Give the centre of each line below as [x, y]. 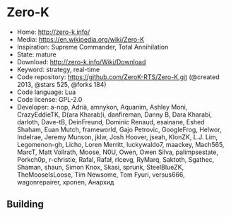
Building [25, 205]
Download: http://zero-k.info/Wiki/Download [81, 61]
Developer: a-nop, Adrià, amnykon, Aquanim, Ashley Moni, [102, 107]
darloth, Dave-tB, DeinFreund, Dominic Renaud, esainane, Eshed [111, 122]
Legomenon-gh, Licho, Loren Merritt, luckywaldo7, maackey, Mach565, [120, 144]
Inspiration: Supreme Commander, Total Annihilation [93, 47]
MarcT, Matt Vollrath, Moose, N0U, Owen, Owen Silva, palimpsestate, [118, 152]
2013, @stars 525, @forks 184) [61, 84]
